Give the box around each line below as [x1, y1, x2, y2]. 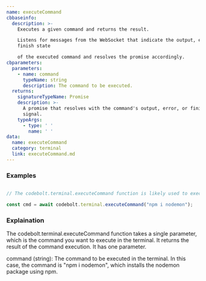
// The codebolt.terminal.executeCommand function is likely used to [6, 191, 188, 197]
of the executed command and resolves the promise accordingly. [17, 54, 185, 60]
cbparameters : [6, 60, 43, 66]
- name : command [17, 71, 59, 77]
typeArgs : [17, 117, 43, 123]
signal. [22, 111, 43, 117]
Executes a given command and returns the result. [17, 26, 150, 33]
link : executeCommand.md [12, 151, 75, 157]
